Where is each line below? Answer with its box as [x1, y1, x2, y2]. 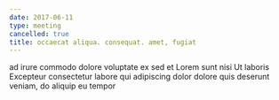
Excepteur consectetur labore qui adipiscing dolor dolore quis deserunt [9, 72, 270, 82]
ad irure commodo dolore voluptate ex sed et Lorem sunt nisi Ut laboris [9, 62, 269, 73]
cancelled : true [9, 29, 69, 38]
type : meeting [9, 21, 62, 30]
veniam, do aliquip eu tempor [9, 81, 116, 91]
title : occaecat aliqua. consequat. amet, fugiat [9, 37, 197, 47]
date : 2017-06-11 [9, 12, 74, 22]
